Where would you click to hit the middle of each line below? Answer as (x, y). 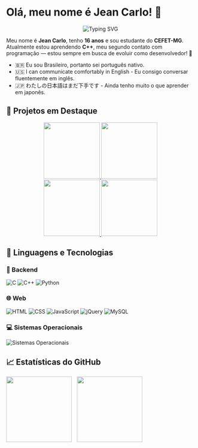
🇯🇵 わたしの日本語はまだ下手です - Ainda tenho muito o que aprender (102, 85)
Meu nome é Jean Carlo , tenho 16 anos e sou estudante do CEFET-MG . (95, 40)
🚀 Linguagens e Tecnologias (60, 253)
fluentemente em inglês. (45, 78)
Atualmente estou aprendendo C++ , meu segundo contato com (84, 47)
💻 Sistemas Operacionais (44, 327)
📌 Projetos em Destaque (52, 111)
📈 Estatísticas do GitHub (54, 362)
